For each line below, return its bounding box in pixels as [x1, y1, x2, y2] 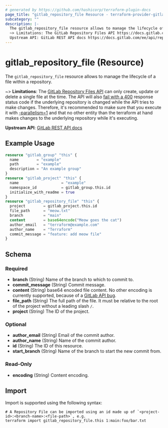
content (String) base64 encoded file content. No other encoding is [12, 287, 152, 293]
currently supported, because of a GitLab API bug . [12, 292, 116, 298]
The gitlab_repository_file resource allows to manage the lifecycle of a [5, 73, 156, 79]
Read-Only [5, 361, 32, 368]
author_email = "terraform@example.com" [9, 222, 99, 227]
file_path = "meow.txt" [9, 208, 70, 213]
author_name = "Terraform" [9, 227, 72, 232]
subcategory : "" [5, 17, 39, 22]
